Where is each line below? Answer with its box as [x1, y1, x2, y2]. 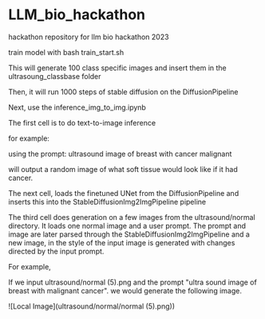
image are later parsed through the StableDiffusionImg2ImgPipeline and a [8, 229, 250, 239]
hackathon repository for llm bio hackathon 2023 [8, 32, 169, 42]
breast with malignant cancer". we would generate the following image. [8, 285, 242, 295]
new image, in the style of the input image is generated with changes [8, 237, 235, 247]
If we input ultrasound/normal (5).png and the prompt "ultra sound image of [8, 277, 257, 287]
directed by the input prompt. [8, 246, 105, 256]
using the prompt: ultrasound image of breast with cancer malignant [8, 149, 232, 158]
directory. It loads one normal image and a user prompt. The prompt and [8, 221, 246, 230]
